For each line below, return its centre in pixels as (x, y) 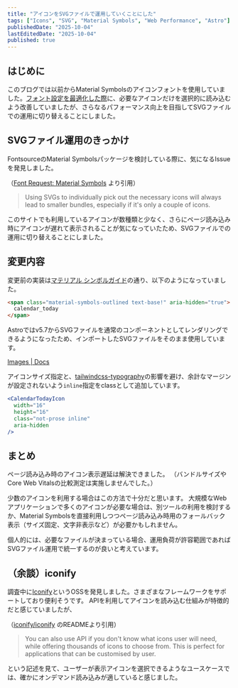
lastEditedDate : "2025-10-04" (52, 34)
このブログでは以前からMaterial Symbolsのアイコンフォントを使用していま (117, 89)
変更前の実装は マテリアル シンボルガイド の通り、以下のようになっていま (114, 280)
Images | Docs (28, 362)
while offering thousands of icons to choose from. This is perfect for (125, 646)
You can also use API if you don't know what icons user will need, (121, 639)
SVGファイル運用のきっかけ (68, 140)
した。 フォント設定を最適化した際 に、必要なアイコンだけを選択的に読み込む (119, 98)
